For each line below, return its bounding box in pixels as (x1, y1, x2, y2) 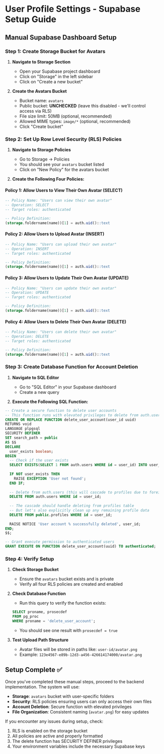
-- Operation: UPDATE (5, 290, 49, 295)
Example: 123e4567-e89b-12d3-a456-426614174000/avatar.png (19, 652, 143, 657)
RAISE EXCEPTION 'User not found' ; (14, 476, 86, 481)
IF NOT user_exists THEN (9, 472, 60, 477)
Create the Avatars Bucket (12, 88, 67, 94)
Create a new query (19, 389, 60, 395)
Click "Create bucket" (19, 123, 63, 129)
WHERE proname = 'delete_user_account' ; (12, 619, 96, 624)
